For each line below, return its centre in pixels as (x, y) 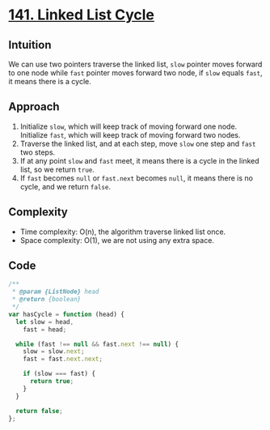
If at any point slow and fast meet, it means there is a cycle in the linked (140, 160)
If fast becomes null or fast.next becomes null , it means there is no (136, 178)
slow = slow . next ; (54, 351)
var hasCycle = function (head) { (67, 314)
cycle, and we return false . (65, 186)
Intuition (30, 45)
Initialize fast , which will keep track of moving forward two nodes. (130, 134)
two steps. (38, 152)
